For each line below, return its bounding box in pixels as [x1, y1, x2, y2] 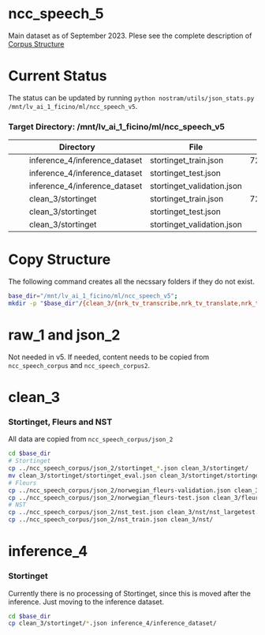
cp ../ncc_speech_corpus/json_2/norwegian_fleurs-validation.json [8, 487, 231, 494]
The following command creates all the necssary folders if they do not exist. [8, 277, 255, 287]
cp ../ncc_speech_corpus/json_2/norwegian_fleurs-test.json [8, 494, 211, 502]
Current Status [8, 67, 107, 85]
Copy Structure [8, 250, 111, 269]
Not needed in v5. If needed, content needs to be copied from [8, 352, 210, 362]
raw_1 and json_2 [8, 326, 121, 344]
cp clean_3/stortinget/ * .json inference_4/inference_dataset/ [8, 619, 217, 628]
